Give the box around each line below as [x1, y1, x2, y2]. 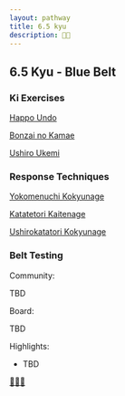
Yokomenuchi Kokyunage [9, 191, 105, 202]
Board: [9, 305, 34, 316]
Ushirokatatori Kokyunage [9, 226, 107, 237]
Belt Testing [9, 249, 63, 262]
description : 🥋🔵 [9, 30, 71, 39]
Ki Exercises [9, 91, 65, 104]
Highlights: [9, 340, 50, 351]
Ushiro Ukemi [9, 148, 61, 159]
